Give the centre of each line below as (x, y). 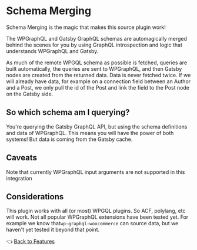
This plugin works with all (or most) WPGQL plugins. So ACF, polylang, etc (96, 211)
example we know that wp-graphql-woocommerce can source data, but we (92, 223)
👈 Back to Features (30, 241)
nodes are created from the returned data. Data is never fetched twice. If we (98, 75)
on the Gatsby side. (30, 94)
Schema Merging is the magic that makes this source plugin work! (86, 27)
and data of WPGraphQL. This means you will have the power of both (90, 133)
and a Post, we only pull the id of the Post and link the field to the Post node (98, 87)
